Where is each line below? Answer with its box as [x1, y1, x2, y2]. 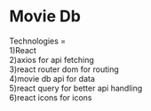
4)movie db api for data [9, 73, 96, 83]
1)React [9, 44, 37, 55]
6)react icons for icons [9, 91, 92, 103]
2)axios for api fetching [9, 54, 95, 65]
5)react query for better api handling [9, 83, 143, 93]
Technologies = [9, 36, 67, 46]
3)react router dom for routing [9, 64, 120, 75]
